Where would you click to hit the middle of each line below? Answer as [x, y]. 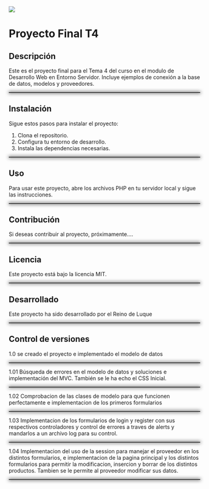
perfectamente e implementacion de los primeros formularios [85, 402]
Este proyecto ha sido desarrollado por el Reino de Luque [81, 314]
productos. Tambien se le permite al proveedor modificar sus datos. [94, 470]
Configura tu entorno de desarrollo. [62, 142]
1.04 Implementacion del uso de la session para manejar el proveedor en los [104, 451]
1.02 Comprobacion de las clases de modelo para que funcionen [90, 396]
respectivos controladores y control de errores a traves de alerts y [91, 427]
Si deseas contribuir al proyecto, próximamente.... [71, 234]
